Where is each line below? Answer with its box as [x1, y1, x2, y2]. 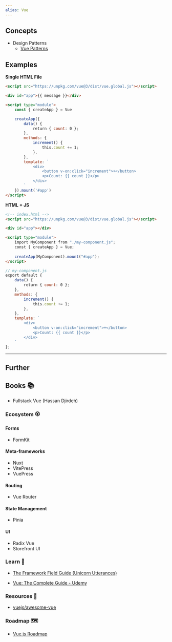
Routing [5, 482, 23, 488]
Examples [5, 60, 37, 69]
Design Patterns [12, 40, 47, 46]
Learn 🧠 [5, 558, 25, 565]
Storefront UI [12, 545, 40, 551]
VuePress [12, 470, 33, 477]
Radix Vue [12, 540, 35, 546]
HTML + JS [5, 202, 30, 208]
